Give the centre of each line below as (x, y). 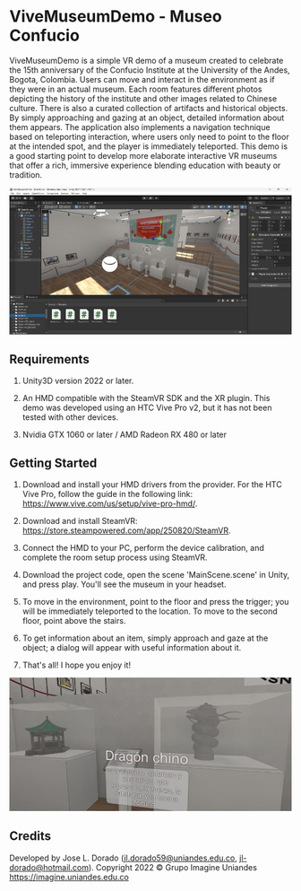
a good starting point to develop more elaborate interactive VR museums (143, 155)
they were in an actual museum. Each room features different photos (136, 89)
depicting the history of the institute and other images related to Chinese (143, 98)
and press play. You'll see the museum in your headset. (124, 584)
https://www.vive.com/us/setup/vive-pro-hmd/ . (110, 503)
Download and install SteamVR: (80, 521)
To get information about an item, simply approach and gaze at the (145, 638)
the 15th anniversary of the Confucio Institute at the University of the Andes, (150, 70)
